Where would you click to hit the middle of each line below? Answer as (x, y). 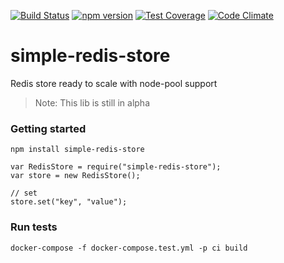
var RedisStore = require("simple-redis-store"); (116, 167)
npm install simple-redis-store (77, 150)
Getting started (48, 128)
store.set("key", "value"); (69, 202)
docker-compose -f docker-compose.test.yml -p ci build (129, 248)
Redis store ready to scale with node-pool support (114, 83)
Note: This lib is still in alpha (92, 102)
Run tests (34, 227)
